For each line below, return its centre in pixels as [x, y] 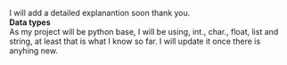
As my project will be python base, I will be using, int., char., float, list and [144, 32]
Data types [30, 22]
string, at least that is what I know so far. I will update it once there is [135, 41]
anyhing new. [33, 51]
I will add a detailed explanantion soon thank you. [100, 13]
